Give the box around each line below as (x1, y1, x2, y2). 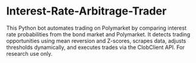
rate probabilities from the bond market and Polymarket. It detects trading (6, 30, 191, 38)
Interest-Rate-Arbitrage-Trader (6, 4, 167, 18)
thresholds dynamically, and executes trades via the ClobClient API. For (6, 44, 185, 51)
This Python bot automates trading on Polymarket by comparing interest (6, 24, 187, 31)
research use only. (6, 50, 53, 57)
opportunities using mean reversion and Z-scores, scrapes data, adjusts (6, 37, 186, 44)
